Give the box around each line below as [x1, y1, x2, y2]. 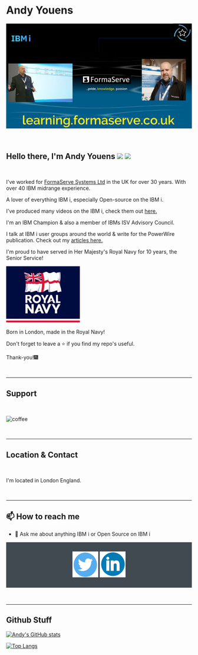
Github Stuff [6, 615, 52, 625]
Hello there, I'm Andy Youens [6, 151, 115, 161]
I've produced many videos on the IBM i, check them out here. [6, 207, 157, 215]
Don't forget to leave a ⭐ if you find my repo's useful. [6, 341, 135, 348]
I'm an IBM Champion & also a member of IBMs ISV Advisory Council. [6, 219, 175, 226]
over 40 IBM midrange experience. [6, 184, 91, 192]
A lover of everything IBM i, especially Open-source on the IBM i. [6, 196, 164, 203]
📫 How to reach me [6, 512, 80, 522]
